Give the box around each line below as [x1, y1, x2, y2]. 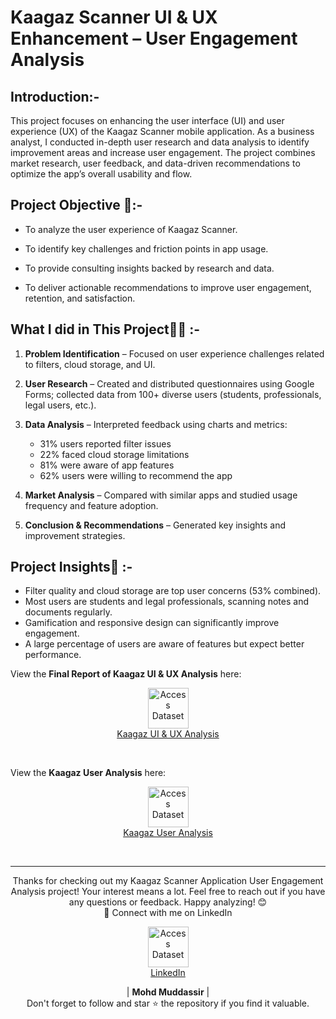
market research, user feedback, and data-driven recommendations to [10, 157, 301, 169]
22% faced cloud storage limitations [39, 448, 190, 460]
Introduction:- [10, 88, 100, 105]
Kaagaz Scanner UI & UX [10, 6, 218, 29]
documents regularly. [24, 606, 113, 618]
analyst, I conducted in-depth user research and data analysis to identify [10, 136, 310, 148]
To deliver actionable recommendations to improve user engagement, [24, 281, 312, 293]
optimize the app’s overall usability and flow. [10, 168, 193, 180]
